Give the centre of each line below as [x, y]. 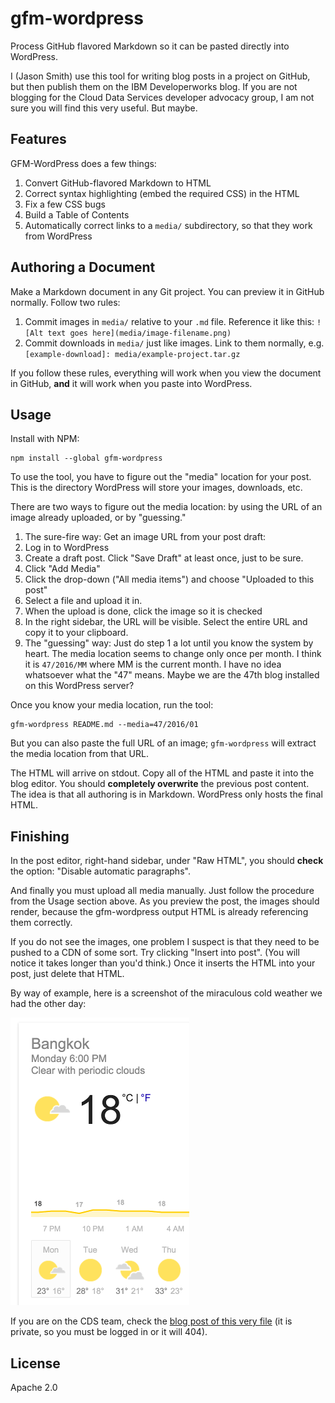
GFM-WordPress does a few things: [83, 163]
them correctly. [41, 923]
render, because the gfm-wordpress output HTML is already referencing [159, 912]
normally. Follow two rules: [65, 302]
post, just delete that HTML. [67, 974]
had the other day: [48, 1004]
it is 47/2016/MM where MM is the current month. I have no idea [153, 664]
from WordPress [58, 236]
